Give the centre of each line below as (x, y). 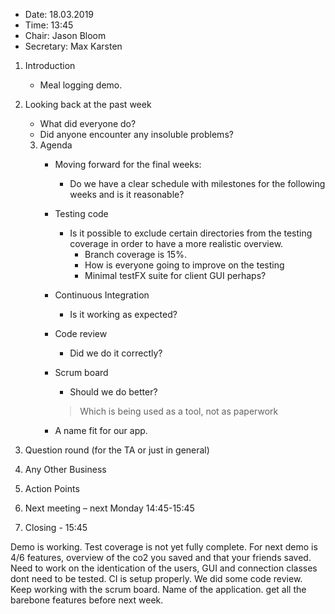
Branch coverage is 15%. (135, 254)
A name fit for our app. (101, 430)
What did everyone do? (88, 123)
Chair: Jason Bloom (65, 35)
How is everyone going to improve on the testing (184, 265)
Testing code (81, 213)
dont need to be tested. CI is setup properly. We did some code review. (156, 578)
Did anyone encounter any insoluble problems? (136, 134)
